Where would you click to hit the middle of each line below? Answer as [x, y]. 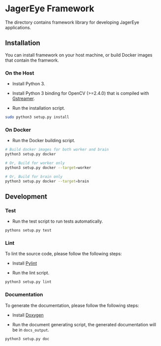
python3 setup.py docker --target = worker [48, 168]
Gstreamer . [24, 99]
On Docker [18, 130]
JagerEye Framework [50, 9]
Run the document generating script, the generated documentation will [84, 324]
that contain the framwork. [32, 60]
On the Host [20, 73]
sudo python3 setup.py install [37, 117]
